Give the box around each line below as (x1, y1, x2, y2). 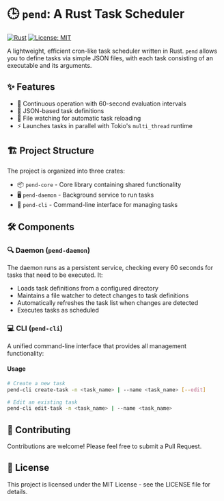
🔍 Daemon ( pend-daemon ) (7, 245, 91, 255)
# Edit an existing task (7, 399, 78, 406)
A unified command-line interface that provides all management (7, 341, 186, 350)
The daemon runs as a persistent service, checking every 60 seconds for (7, 264, 214, 272)
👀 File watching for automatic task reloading (16, 114, 141, 122)
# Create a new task (7, 380, 66, 387)
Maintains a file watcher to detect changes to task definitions (16, 291, 189, 300)
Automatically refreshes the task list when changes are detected (16, 299, 199, 307)
